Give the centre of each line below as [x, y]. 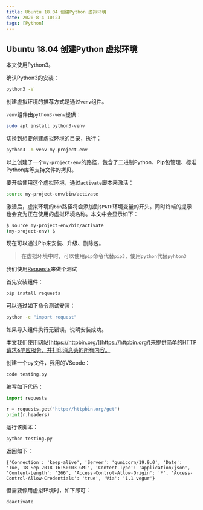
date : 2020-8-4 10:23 [34, 18]
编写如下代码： [25, 387]
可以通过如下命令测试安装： [41, 306]
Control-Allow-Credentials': [43, 478]
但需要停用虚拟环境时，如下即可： [49, 490]
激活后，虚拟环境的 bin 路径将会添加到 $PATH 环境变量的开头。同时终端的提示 [99, 206]
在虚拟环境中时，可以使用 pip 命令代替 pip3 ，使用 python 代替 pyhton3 [104, 256]
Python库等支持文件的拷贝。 [42, 170]
